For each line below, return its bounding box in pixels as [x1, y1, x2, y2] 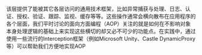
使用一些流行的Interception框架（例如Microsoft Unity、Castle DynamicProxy [6, 35, 196, 42]
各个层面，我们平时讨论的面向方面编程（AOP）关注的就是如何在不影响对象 [6, 20, 191, 27]
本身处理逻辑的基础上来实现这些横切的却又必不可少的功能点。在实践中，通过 [6, 27, 196, 35]
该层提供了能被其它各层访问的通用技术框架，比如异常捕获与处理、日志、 [6, 5, 185, 12]
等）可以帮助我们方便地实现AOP [6, 42, 86, 50]
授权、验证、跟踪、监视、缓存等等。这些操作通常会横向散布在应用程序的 [16, 13, 196, 20]
